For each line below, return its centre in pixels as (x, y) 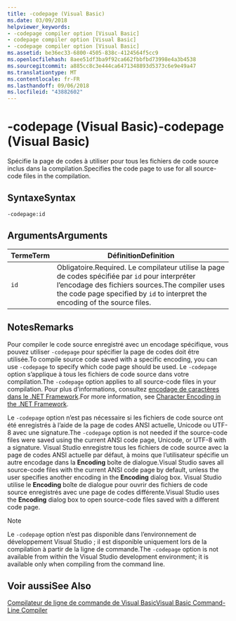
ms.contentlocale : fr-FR (44, 79)
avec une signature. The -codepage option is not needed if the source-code (120, 432)
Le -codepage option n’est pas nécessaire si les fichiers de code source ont (115, 418)
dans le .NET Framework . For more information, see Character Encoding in (114, 396)
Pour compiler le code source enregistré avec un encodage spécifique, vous (118, 344)
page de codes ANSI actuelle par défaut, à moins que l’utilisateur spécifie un (118, 455)
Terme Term (31, 255)
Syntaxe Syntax (41, 198)
